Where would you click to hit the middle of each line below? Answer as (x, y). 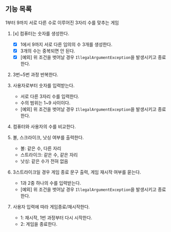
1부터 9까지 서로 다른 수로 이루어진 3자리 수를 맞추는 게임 (62, 23)
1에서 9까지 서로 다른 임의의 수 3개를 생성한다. (66, 44)
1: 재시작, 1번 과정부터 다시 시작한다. (56, 218)
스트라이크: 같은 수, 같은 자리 (49, 155)
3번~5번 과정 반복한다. (35, 74)
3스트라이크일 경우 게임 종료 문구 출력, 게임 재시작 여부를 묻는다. (77, 172)
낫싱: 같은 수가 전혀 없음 (44, 161)
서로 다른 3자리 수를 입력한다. (50, 96)
